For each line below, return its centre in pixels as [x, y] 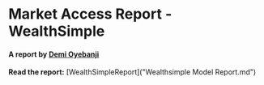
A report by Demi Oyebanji [54, 54]
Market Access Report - [90, 14]
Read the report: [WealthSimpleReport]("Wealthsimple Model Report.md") [132, 72]
